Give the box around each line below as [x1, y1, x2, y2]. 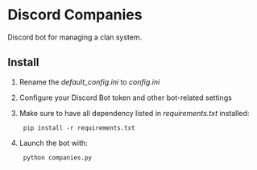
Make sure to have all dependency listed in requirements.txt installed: [19, 108, 250, 118]
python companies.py [23, 153, 92, 162]
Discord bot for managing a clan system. [7, 32, 143, 42]
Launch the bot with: [19, 138, 88, 147]
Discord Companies [7, 6, 143, 24]
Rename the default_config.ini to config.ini [19, 77, 160, 86]
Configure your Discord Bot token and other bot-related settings [19, 93, 233, 102]
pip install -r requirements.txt [23, 123, 135, 132]
